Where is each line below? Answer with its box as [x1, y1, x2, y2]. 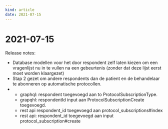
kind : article [5, 7, 35, 12]
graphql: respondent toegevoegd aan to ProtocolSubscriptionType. [19, 91, 157, 97]
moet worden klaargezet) [12, 70, 64, 76]
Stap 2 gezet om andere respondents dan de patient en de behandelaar [12, 75, 160, 81]
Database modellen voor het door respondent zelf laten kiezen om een [12, 59, 158, 65]
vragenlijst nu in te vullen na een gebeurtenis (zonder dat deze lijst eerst [12, 65, 161, 71]
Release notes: [5, 50, 36, 56]
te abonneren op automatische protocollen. [12, 81, 101, 87]
